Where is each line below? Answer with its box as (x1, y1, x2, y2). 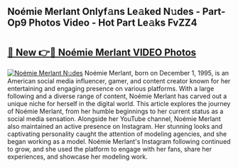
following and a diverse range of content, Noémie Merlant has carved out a (7, 92, 227, 100)
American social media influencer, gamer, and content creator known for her (7, 77, 231, 85)
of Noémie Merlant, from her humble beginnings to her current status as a (7, 107, 224, 115)
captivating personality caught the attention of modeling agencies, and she (7, 130, 227, 138)
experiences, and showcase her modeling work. (7, 152, 148, 161)
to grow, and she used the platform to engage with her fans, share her (7, 145, 212, 153)
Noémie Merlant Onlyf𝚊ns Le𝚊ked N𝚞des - (7, 6, 201, 18)
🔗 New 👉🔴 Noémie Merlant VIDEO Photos (7, 46, 197, 58)
